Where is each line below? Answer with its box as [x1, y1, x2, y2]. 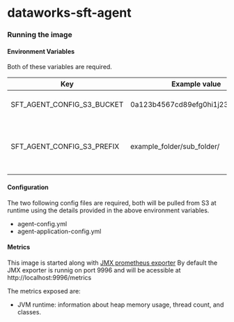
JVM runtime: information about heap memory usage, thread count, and [17, 300, 224, 309]
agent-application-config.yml [17, 227, 102, 235]
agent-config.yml [17, 219, 68, 228]
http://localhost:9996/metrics [7, 273, 92, 281]
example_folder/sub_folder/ [130, 142, 220, 152]
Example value [171, 79, 221, 89]
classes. [17, 307, 42, 316]
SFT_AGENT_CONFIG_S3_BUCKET [10, 100, 124, 110]
